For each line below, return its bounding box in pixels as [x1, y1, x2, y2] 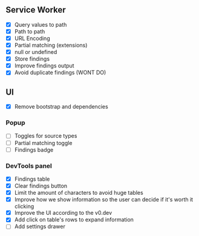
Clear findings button [14, 182, 68, 190]
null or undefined [14, 49, 57, 56]
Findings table [14, 175, 50, 183]
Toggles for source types [14, 132, 77, 140]
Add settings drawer [14, 223, 66, 230]
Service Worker [5, 5, 66, 15]
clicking [14, 203, 34, 210]
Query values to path [14, 21, 67, 28]
